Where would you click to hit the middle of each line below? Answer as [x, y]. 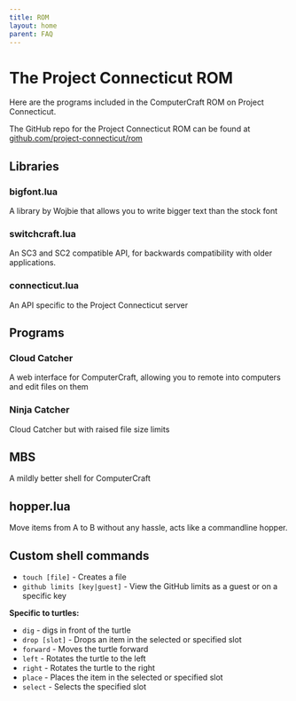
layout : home [33, 26]
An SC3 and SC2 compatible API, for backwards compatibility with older [141, 253]
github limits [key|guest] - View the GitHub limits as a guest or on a [150, 587]
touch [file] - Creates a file [74, 577]
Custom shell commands [79, 555]
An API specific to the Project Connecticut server [99, 305]
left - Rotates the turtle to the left [84, 658]
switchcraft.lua [43, 233]
